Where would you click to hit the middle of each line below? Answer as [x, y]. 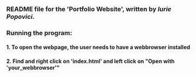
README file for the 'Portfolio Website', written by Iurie [89, 9]
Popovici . [21, 16]
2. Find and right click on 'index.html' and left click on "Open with [90, 61]
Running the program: [39, 33]
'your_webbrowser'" [33, 68]
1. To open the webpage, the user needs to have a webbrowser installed [98, 47]
